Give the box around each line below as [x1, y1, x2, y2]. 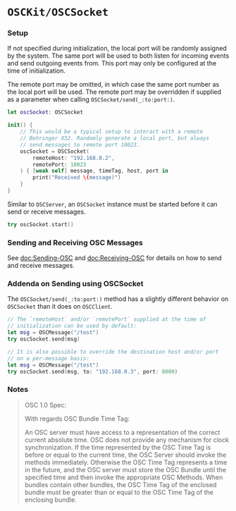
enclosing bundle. [24, 495, 77, 504]
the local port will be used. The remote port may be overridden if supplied [7, 87, 222, 97]
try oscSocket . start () [7, 221, 74, 228]
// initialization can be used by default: [7, 323, 137, 330]
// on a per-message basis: [7, 355, 90, 362]
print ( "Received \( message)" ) [32, 174, 121, 181]
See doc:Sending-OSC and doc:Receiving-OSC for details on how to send [7, 254, 222, 262]
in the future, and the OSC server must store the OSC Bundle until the [24, 465, 227, 474]
